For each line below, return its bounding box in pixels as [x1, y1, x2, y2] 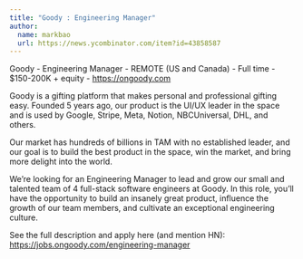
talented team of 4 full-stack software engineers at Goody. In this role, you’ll [9, 183, 295, 195]
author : [9, 22, 39, 31]
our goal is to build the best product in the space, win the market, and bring [9, 147, 292, 158]
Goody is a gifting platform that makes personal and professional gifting [9, 91, 278, 101]
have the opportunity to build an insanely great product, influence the [9, 193, 269, 204]
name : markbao [17, 30, 71, 39]
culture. [9, 212, 38, 223]
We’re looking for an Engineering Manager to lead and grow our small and [9, 174, 285, 185]
